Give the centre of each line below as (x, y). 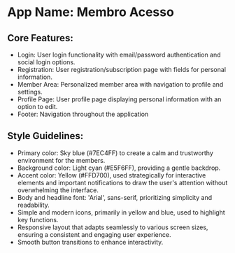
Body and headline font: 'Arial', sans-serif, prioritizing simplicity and (115, 197)
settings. (30, 92)
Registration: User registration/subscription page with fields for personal (121, 70)
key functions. (38, 219)
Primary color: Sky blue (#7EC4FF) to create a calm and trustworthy (115, 153)
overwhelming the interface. (58, 190)
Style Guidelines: (45, 136)
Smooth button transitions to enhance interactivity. (90, 242)
